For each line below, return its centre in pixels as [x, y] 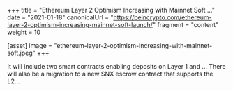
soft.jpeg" [22, 53]
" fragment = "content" [186, 25]
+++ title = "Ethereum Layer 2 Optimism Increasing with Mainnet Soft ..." [111, 10]
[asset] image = [30, 45]
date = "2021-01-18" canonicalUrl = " [60, 17]
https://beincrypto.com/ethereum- [163, 17]
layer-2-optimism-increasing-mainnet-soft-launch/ [80, 25]
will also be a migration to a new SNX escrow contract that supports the [110, 74]
